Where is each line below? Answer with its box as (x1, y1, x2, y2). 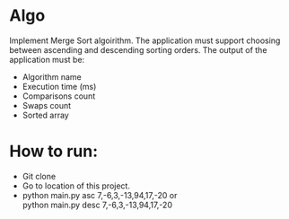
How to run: (9, 141, 99, 162)
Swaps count (22, 100, 72, 110)
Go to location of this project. (22, 180, 130, 191)
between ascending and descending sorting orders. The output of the (9, 44, 267, 55)
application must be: (9, 54, 85, 65)
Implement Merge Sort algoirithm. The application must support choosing (9, 35, 281, 46)
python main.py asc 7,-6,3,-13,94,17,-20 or (22, 189, 178, 200)
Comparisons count (22, 91, 96, 101)
